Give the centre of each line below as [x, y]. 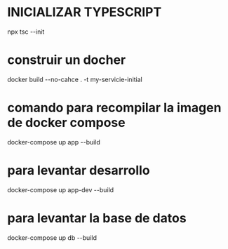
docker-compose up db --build [52, 237]
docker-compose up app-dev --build [61, 189]
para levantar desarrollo [79, 170]
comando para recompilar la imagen [114, 108]
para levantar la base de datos [97, 218]
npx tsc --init [26, 32]
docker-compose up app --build [54, 142]
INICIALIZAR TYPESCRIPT [85, 12]
